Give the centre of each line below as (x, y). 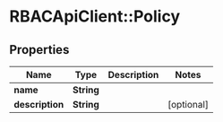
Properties (39, 50)
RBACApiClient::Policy (95, 17)
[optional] (188, 105)
